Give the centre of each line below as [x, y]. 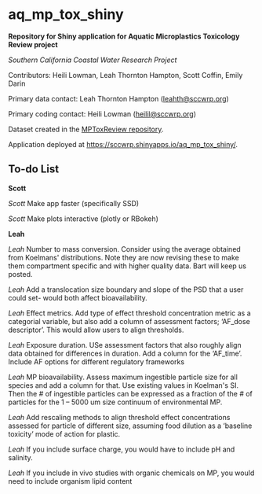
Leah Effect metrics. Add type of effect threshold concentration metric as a [129, 313]
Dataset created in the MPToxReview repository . [86, 129]
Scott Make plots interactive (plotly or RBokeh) [84, 219]
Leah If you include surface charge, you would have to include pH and [122, 449]
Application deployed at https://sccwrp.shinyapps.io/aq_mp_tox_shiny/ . [123, 144]
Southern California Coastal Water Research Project [93, 60]
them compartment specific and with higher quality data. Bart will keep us [127, 266]
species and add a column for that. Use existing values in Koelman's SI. [124, 385]
